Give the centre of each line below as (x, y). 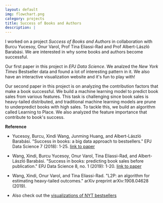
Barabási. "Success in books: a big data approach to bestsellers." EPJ (82, 141)
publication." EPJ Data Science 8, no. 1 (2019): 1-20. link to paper (77, 166)
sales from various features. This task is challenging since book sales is (77, 97)
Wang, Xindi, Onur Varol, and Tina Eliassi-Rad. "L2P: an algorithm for (81, 176)
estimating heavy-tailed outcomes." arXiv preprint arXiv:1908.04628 (80, 181)
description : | (20, 28)
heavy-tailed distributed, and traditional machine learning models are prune (81, 102)
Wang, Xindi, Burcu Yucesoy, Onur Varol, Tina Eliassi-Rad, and (74, 156)
